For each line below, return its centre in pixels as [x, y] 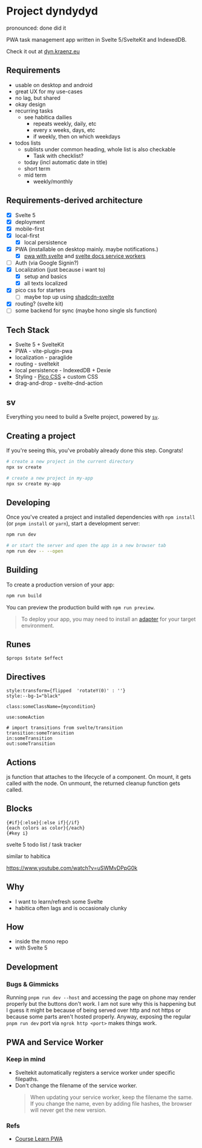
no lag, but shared [37, 97]
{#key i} [17, 833]
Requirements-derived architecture [75, 201]
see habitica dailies [48, 117]
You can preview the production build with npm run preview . [81, 607]
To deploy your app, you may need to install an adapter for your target [108, 619]
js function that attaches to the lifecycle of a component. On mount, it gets [99, 777]
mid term [35, 175]
